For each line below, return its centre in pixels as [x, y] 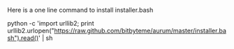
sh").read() [23, 38]
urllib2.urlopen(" [31, 31]
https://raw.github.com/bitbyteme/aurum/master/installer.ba [140, 31]
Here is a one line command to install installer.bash [80, 10]
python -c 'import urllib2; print [51, 23]
